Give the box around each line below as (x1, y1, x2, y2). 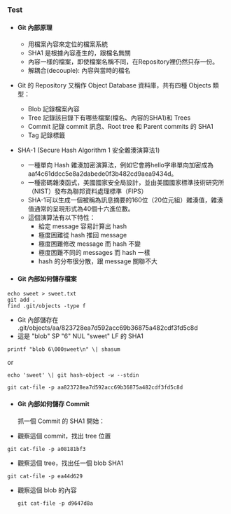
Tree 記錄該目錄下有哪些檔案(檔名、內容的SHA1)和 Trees (27, 113, 191, 122)
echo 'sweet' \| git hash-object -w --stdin (7, 372, 139, 379)
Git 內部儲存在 (17, 316, 59, 324)
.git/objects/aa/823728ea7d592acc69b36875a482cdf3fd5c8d (17, 324, 198, 332)
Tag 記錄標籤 (27, 131, 65, 139)
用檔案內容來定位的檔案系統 (27, 40, 108, 48)
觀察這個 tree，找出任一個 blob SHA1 (17, 459, 124, 467)
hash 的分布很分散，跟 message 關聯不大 (38, 257, 157, 265)
